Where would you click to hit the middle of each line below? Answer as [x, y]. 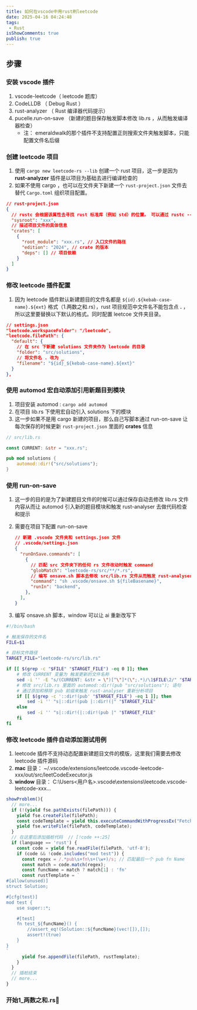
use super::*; [34, 908]
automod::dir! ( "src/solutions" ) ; [57, 464]
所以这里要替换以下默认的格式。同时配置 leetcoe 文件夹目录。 [89, 314]
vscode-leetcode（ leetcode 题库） [57, 96]
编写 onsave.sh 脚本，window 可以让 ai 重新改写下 [75, 615]
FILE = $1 [16, 642]
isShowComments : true [33, 33]
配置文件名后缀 [41, 140]
